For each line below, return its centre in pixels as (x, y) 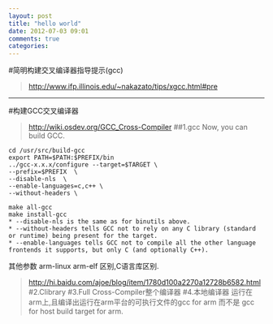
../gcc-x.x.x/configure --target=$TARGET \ (83, 165)
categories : (28, 46)
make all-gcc (30, 208)
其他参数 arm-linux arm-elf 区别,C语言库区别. (84, 266)
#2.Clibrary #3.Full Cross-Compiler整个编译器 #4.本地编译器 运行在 (141, 292)
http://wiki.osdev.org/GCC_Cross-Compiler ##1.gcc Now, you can (138, 127)
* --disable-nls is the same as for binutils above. (100, 222)
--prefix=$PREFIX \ (43, 172)
